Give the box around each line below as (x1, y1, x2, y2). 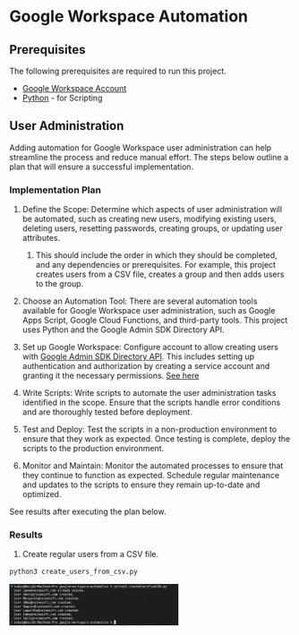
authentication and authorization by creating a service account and (21, 361, 270, 372)
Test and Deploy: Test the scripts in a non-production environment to (21, 424, 278, 435)
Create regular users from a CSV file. (21, 549, 159, 560)
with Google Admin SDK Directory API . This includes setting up (21, 351, 255, 362)
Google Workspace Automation (9, 6, 249, 27)
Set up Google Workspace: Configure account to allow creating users (21, 342, 279, 353)
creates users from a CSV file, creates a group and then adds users (35, 269, 285, 279)
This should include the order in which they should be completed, (35, 250, 278, 261)
